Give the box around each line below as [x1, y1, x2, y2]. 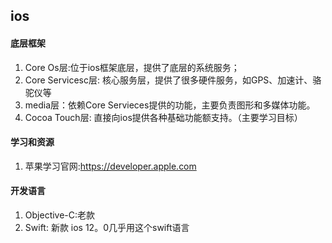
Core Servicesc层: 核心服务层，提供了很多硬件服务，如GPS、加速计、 [24, 74, 313, 86]
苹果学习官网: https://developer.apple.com [24, 160, 197, 172]
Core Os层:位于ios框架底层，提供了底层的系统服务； [24, 61, 240, 73]
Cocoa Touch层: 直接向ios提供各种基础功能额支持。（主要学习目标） [24, 111, 303, 123]
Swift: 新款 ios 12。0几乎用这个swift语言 [24, 222, 190, 233]
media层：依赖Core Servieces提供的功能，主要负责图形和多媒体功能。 [24, 99, 316, 111]
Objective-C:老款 [24, 209, 96, 221]
